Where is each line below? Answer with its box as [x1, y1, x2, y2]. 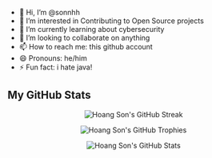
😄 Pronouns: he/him [18, 53, 87, 63]
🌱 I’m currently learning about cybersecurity [18, 25, 165, 34]
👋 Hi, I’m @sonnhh [18, 8, 81, 17]
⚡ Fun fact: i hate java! [18, 62, 93, 72]
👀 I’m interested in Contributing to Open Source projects [18, 16, 205, 26]
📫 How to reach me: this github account [18, 42, 153, 51]
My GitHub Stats [7, 89, 91, 102]
